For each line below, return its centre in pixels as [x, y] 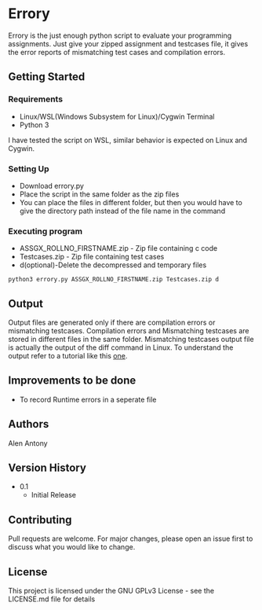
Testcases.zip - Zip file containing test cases [92, 257]
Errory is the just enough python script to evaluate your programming [120, 35]
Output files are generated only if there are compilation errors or [112, 322]
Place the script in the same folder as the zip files [99, 194]
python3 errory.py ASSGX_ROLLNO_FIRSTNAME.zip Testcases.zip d [114, 280]
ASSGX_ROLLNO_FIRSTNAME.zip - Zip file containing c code [118, 248]
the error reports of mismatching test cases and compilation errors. [117, 52]
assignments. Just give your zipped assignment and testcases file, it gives [128, 43]
